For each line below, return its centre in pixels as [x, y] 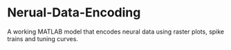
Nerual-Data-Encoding [74, 13]
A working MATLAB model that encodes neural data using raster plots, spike [116, 32]
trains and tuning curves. [43, 38]
